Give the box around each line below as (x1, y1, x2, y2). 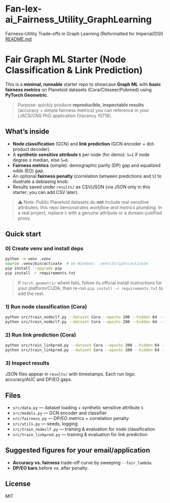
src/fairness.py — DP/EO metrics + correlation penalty (12, 415, 129, 421)
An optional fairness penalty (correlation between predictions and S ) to (12, 173, 162, 179)
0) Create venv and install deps (5, 245, 83, 252)
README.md (5, 36, 32, 42)
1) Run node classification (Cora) (5, 303, 87, 310)
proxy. (17, 215, 31, 221)
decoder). (30, 146, 51, 152)
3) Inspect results (5, 359, 50, 366)
